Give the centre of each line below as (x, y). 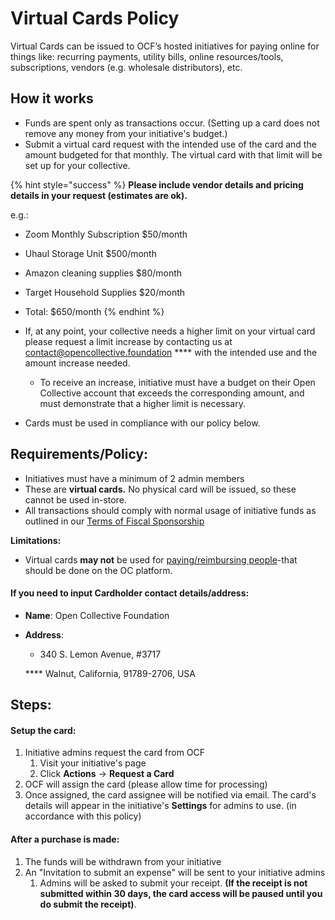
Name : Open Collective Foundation (97, 615)
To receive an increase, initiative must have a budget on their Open (177, 382)
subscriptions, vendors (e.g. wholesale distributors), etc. (126, 67)
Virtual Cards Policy (95, 18)
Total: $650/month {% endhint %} (94, 311)
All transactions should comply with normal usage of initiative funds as (170, 510)
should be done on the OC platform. (98, 570)
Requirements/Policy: (79, 454)
